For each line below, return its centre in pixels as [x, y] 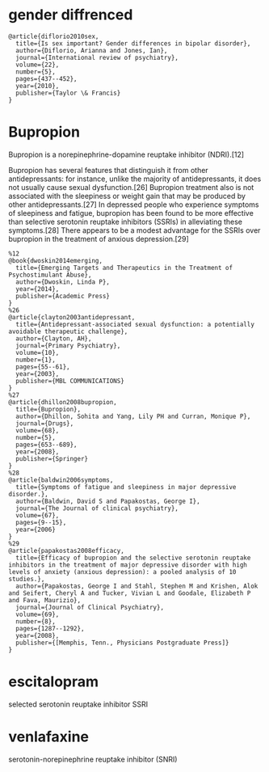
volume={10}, [38, 352]
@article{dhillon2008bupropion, [63, 402]
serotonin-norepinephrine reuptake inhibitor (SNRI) [93, 759]
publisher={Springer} [52, 458]
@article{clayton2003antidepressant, [72, 317]
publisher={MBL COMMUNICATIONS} [70, 381]
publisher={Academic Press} [63, 296]
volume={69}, [38, 614]
